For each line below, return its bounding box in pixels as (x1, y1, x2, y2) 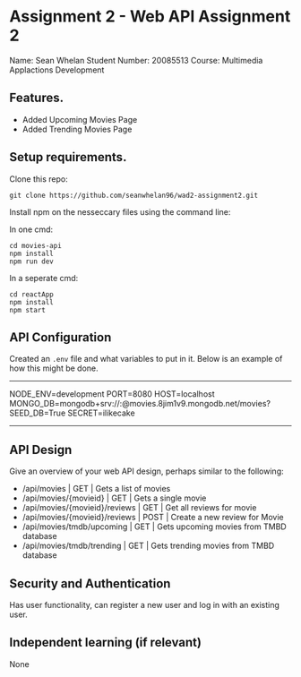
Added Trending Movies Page (21, 124, 133, 134)
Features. (9, 90, 64, 106)
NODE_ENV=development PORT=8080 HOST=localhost (9, 389, 215, 399)
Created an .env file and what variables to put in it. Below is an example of (9, 354, 283, 364)
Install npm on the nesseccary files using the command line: (9, 206, 231, 217)
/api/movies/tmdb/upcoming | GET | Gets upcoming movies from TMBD (21, 521, 287, 532)
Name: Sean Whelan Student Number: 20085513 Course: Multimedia (9, 55, 263, 65)
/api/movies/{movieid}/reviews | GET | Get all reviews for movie (21, 502, 257, 513)
